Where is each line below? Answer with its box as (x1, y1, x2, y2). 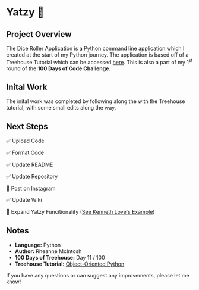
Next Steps (6, 121, 48, 132)
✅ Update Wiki (6, 197, 43, 204)
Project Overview (6, 29, 72, 39)
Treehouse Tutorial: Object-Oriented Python (14, 260, 125, 267)
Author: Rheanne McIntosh (14, 248, 82, 255)
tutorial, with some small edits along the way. (6, 104, 116, 111)
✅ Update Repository (6, 173, 58, 180)
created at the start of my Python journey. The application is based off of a (6, 51, 189, 58)
